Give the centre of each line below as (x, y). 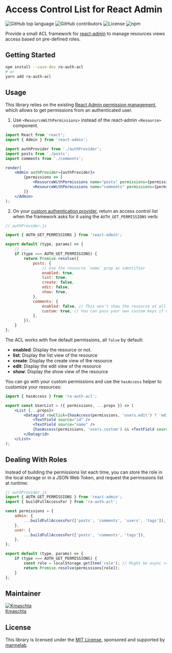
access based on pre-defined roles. (43, 39)
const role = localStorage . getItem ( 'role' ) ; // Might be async (92, 563)
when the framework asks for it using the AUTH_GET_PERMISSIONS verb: (85, 216)
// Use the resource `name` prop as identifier (93, 268)
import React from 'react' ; (35, 135)
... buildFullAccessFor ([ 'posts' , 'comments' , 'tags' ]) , (84, 535)
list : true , (55, 278)
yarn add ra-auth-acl (28, 76)
